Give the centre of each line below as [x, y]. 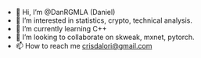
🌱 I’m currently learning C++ [61, 29]
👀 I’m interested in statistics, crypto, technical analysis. [104, 20]
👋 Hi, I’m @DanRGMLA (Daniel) [65, 12]
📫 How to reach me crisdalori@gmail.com [84, 46]
